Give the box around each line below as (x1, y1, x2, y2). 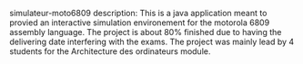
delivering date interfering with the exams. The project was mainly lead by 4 (9, 36, 295, 47)
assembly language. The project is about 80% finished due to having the (9, 27, 282, 37)
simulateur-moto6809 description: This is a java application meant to (9, 8, 268, 18)
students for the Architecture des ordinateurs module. (9, 46, 211, 57)
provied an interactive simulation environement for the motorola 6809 (9, 17, 270, 28)
